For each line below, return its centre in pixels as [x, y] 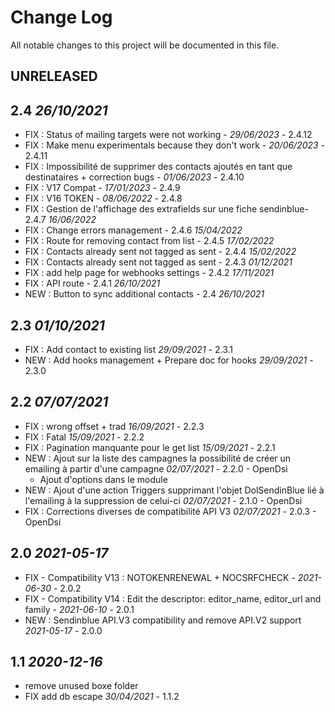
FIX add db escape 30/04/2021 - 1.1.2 [102, 697]
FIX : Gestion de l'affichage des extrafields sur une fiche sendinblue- [166, 209]
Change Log [61, 17]
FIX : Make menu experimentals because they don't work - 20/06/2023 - [175, 145]
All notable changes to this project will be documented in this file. [145, 45]
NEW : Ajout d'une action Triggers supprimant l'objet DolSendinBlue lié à [174, 490]
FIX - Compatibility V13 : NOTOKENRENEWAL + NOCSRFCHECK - [160, 577]
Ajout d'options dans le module [103, 479]
